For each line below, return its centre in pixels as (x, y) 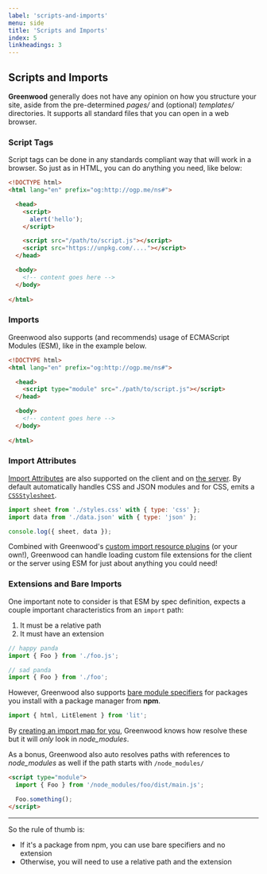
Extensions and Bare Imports (65, 584)
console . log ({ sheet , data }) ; (60, 532)
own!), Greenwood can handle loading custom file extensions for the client (130, 555)
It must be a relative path (60, 625)
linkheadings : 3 (35, 45)
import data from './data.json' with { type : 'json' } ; (103, 517)
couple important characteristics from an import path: (96, 609)
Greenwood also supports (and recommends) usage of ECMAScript (119, 337)
